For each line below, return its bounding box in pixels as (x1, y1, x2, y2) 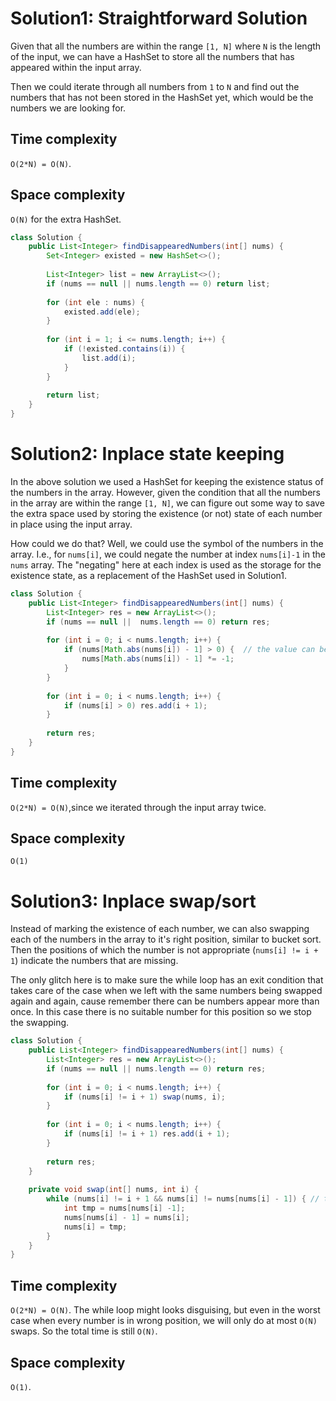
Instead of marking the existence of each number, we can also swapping (10, 923, 310, 935)
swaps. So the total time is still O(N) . (10, 1325, 158, 1337)
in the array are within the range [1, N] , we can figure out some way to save (10, 497, 325, 509)
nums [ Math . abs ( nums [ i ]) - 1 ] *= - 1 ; (81, 654, 235, 664)
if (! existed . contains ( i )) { (63, 344, 186, 354)
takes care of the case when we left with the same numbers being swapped (10, 985, 323, 997)
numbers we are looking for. (10, 102, 127, 114)
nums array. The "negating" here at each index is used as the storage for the (10, 559, 322, 571)
